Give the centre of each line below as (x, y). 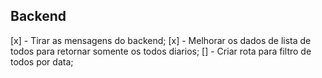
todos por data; (42, 61)
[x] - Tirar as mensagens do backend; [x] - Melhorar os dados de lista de (161, 40)
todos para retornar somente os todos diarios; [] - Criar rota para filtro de (161, 51)
